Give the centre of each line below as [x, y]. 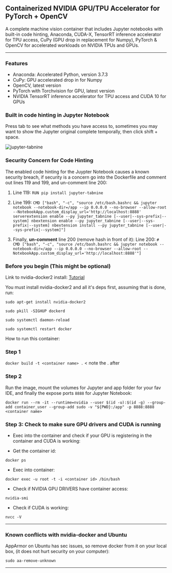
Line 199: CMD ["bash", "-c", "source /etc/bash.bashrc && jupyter [85, 202]
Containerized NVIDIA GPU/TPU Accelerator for [83, 8]
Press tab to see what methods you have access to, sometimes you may [81, 126]
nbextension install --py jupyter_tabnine [98, 225]
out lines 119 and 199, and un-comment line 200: [56, 182]
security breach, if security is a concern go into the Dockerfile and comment [86, 177]
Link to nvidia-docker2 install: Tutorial [45, 277]
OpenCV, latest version [37, 85]
